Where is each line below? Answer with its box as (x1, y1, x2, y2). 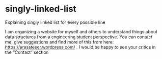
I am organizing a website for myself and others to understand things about (5, 29, 158, 34)
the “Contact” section (5, 49, 49, 55)
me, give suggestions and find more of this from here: (5, 39, 114, 44)
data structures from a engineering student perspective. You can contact (5, 34, 153, 40)
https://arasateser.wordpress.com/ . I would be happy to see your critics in (5, 44, 156, 50)
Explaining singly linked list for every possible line (5, 19, 106, 25)
